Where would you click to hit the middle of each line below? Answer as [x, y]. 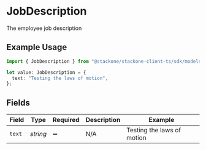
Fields [18, 103]
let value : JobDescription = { [46, 72]
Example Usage [37, 47]
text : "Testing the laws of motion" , [60, 78]
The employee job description [44, 28]
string [38, 134]
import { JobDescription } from [48, 61]
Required [66, 120]
